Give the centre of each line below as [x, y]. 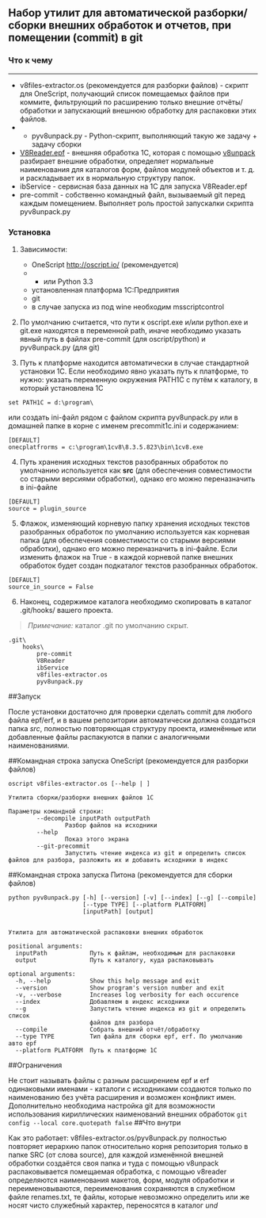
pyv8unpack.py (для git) [60, 347]
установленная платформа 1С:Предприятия [105, 289]
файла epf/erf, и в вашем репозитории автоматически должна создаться [132, 720]
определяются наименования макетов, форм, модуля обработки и [122, 1180]
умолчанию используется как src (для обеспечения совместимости [136, 470]
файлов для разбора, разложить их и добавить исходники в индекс [118, 860]
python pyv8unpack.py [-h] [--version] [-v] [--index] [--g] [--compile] [133, 898]
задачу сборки [56, 144]
